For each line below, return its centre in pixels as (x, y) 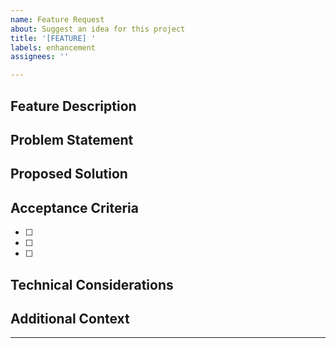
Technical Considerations (92, 284)
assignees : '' (40, 57)
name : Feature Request (57, 19)
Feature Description (73, 106)
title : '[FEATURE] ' (53, 38)
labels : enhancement (53, 47)
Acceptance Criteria (74, 207)
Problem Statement (72, 139)
